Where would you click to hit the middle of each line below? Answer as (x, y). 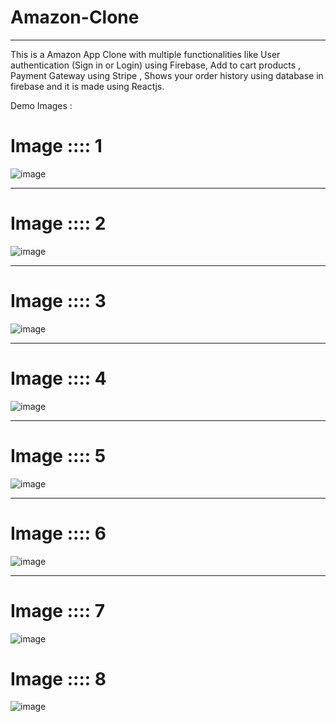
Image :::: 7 (57, 610)
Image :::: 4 (58, 378)
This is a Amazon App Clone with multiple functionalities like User (145, 54)
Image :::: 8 (58, 678)
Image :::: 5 (58, 455)
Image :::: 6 (58, 533)
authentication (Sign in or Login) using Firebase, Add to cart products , (156, 65)
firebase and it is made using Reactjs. (87, 86)
